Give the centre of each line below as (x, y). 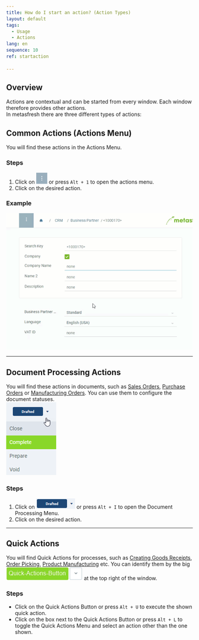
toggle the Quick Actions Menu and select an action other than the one (101, 625)
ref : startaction (28, 56)
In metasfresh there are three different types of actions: (74, 114)
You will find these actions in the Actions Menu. (64, 147)
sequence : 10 (22, 51)
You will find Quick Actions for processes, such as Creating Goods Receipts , (99, 558)
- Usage (21, 31)
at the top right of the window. (121, 578)
